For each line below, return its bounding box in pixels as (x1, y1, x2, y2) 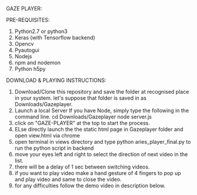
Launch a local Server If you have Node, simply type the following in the (14, 107, 189, 114)
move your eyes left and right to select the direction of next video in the (14, 151, 188, 158)
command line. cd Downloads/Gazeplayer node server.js (14, 113, 152, 120)
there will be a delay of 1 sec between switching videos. (14, 163, 150, 170)
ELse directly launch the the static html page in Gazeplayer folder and (14, 126, 183, 133)
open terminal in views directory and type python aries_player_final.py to (14, 138, 191, 145)
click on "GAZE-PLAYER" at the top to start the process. (14, 120, 150, 126)
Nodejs (14, 53, 32, 60)
